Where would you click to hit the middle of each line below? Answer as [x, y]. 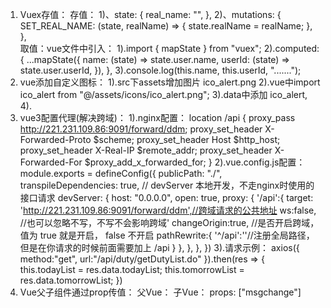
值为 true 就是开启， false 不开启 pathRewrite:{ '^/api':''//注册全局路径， [167, 235]
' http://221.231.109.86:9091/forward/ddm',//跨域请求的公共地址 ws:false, [168, 210]
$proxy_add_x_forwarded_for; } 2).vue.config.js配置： [195, 162]
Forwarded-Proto [55, 139]
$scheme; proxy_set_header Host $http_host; [187, 139]
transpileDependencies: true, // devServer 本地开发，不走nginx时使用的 [167, 185]
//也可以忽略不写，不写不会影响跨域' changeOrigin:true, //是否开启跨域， [169, 222]
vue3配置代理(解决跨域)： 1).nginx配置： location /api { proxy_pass [157, 117]
